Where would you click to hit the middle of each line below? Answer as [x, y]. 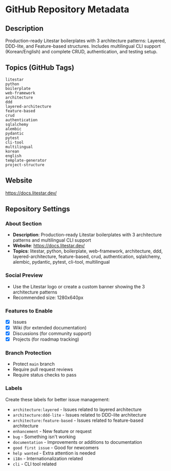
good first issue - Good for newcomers [56, 447]
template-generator [26, 160]
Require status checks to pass [45, 375]
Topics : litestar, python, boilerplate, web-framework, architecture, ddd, [88, 251]
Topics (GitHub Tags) [40, 68]
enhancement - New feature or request [52, 431]
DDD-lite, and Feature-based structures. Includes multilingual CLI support [83, 46]
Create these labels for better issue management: [58, 399]
